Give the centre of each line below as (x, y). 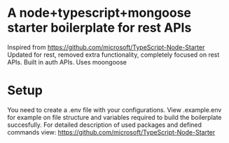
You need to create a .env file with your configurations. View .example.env (114, 109)
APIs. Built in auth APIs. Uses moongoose (67, 62)
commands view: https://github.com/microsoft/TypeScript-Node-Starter (111, 132)
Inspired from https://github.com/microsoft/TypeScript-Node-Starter (106, 47)
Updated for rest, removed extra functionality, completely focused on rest (113, 55)
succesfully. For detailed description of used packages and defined (104, 125)
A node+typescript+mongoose (99, 13)
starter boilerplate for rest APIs (99, 28)
